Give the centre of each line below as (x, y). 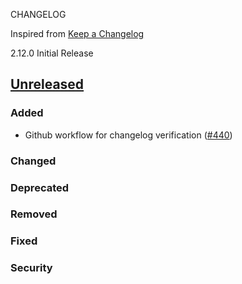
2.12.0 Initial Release (52, 53)
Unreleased (47, 84)
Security (31, 268)
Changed (33, 161)
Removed (34, 214)
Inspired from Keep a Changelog (77, 33)
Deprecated (40, 187)
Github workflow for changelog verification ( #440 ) (128, 135)
